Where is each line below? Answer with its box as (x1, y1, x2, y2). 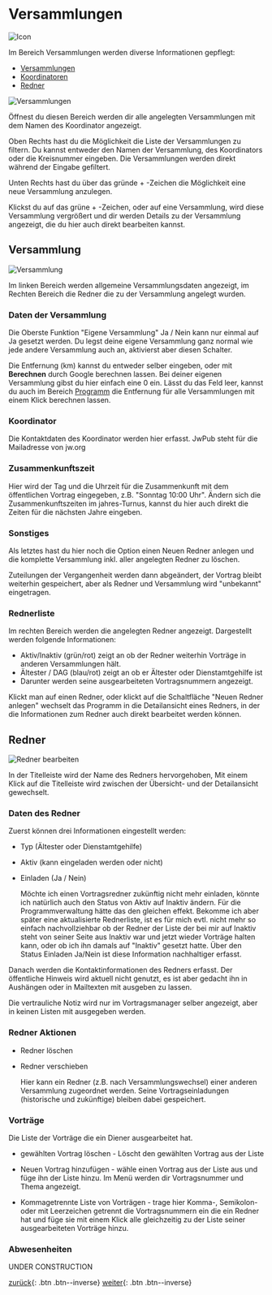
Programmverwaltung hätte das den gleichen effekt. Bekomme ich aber (19, 906, 260, 916)
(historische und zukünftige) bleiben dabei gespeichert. (19, 1094, 206, 1104)
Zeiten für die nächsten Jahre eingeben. (8, 507, 143, 516)
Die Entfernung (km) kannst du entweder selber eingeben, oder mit (8, 360, 233, 370)
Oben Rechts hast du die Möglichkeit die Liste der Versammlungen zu (8, 136, 241, 146)
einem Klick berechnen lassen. (8, 395, 111, 405)
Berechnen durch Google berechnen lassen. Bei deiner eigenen (8, 369, 222, 379)
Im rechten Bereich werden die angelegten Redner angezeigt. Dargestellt (8, 626, 253, 636)
